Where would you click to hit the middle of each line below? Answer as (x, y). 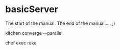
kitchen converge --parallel (34, 33)
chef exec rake (21, 43)
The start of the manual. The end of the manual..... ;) (60, 23)
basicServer (32, 9)
